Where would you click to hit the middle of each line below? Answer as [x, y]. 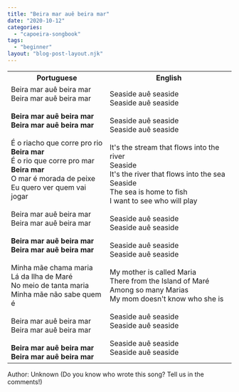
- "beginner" [33, 47]
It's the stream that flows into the [165, 147]
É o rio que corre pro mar [53, 160]
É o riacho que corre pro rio [57, 143]
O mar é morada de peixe [53, 178]
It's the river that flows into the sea [168, 174]
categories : [25, 27]
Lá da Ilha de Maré [42, 277]
